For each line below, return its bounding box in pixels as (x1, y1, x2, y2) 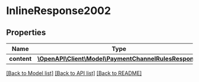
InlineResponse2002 (6, 4, 111, 18)
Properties (6, 28, 46, 37)
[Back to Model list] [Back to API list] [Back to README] (6, 70, 142, 77)
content (9, 54, 32, 63)
